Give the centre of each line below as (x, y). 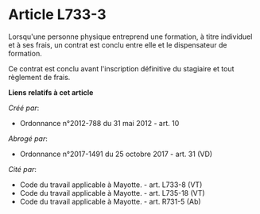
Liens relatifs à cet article (51, 92)
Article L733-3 (57, 15)
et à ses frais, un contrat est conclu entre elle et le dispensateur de (118, 44)
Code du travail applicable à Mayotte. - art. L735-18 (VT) (112, 193)
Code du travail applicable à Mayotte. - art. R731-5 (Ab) (110, 201)
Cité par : (23, 169)
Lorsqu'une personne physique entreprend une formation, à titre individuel (130, 36)
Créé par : (24, 108)
